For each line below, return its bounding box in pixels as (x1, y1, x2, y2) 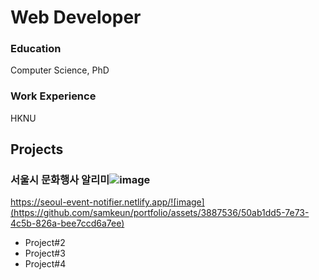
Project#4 (24, 258, 67, 270)
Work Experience (10, 89, 97, 103)
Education (10, 42, 62, 56)
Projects (10, 141, 64, 158)
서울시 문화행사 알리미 (10, 173, 110, 187)
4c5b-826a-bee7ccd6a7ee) (10, 217, 125, 230)
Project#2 (24, 237, 66, 249)
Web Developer (10, 6, 142, 29)
